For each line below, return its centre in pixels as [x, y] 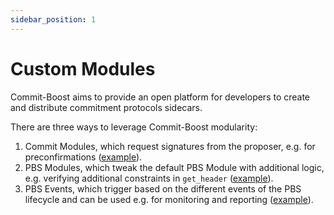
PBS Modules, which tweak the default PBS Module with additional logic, [174, 167]
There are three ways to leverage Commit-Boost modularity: [134, 127]
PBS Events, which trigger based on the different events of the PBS [163, 188]
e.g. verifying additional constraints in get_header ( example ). [149, 178]
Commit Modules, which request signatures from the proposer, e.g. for [170, 146]
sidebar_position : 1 [53, 19]
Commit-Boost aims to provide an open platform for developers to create [160, 97]
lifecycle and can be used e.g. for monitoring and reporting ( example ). [169, 199]
